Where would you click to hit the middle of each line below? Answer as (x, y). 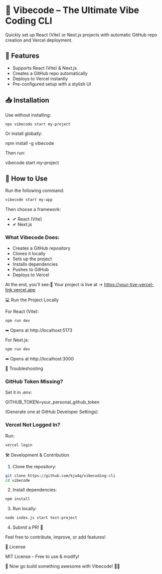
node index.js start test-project (41, 518)
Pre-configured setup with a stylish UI (52, 84)
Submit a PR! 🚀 (28, 527)
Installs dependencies (35, 264)
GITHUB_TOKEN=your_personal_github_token (52, 402)
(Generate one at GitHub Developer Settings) (52, 412)
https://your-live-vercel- (129, 285)
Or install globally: (24, 134)
